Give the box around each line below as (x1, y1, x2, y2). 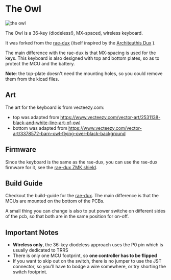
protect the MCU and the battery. (5, 60, 75, 66)
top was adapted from (12, 114, 60, 120)
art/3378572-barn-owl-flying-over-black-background (12, 130, 126, 136)
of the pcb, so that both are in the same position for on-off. (5, 213, 129, 220)
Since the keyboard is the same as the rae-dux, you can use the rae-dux (5, 159, 158, 165)
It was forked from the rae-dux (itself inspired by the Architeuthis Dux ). (5, 39, 156, 46)
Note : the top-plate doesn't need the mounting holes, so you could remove (5, 70, 163, 77)
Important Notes (5, 228, 59, 237)
